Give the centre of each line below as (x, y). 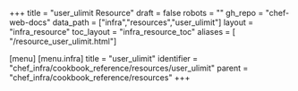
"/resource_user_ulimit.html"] (63, 41)
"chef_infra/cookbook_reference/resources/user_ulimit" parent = (129, 68)
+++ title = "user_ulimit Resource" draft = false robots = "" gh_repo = (136, 13)
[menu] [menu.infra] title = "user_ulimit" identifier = (104, 58)
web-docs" (30, 22)
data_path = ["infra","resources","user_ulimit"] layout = (153, 22)
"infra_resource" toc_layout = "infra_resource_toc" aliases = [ (122, 32)
